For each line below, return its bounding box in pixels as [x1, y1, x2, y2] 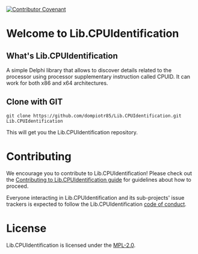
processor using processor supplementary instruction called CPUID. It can [6, 73, 191, 80]
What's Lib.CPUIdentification [6, 51, 119, 61]
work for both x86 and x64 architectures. [6, 79, 108, 87]
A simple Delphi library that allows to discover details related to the [6, 67, 172, 73]
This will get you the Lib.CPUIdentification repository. [6, 128, 138, 135]
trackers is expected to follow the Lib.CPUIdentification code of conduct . [6, 200, 187, 208]
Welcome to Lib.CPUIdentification [6, 27, 179, 40]
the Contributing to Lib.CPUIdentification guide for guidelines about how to [6, 176, 191, 183]
